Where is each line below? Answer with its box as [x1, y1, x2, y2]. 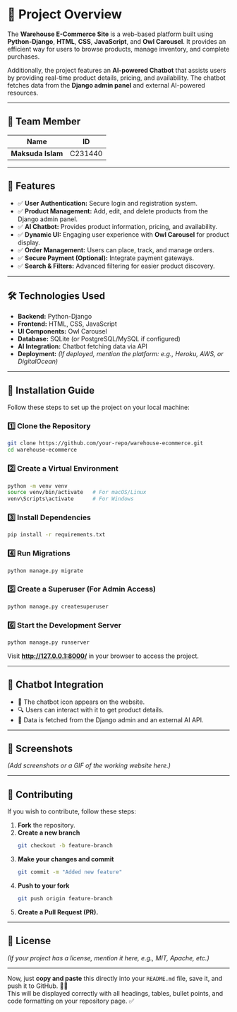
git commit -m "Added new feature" [17, 869, 123, 876]
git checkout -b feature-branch [17, 842, 113, 849]
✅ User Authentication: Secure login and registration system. [17, 199, 197, 207]
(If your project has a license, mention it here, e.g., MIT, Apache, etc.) [7, 953, 209, 962]
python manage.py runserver [7, 639, 90, 646]
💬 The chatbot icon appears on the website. [17, 698, 145, 706]
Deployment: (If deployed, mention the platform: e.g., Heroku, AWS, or [17, 350, 224, 358]
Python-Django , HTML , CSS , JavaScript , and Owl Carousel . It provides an [7, 37, 226, 45]
